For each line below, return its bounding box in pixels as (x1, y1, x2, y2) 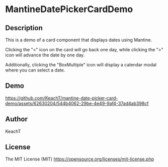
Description (5, 24, 43, 32)
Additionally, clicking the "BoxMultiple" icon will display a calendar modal (5, 62, 157, 67)
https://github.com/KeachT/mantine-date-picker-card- (5, 95, 118, 101)
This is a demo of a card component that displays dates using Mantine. (5, 37, 152, 43)
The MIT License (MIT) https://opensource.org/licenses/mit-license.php (5, 156, 154, 162)
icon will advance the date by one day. (5, 52, 85, 58)
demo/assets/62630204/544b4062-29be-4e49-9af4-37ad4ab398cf (5, 100, 149, 106)
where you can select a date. (5, 67, 65, 73)
